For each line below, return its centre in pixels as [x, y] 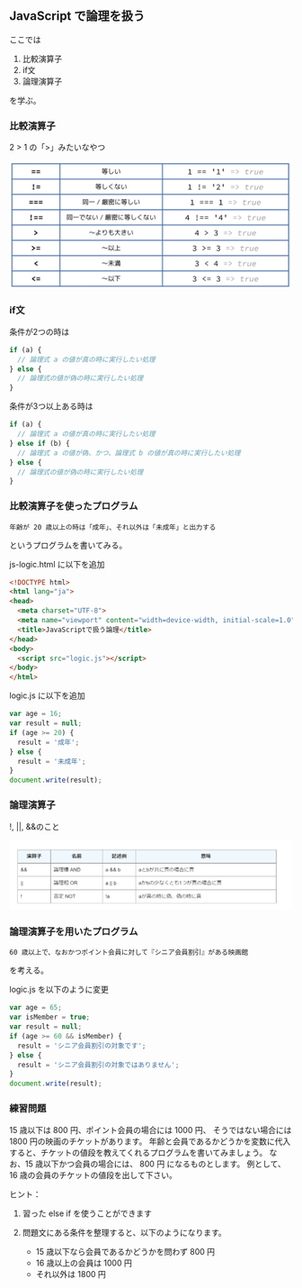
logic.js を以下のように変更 [59, 990]
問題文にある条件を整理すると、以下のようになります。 [124, 1232]
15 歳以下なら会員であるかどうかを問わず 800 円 [125, 1251]
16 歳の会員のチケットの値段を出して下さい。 [93, 1175]
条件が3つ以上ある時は [51, 406]
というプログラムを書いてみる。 [68, 545]
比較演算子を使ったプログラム [74, 506]
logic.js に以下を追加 [47, 695]
